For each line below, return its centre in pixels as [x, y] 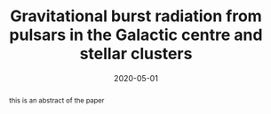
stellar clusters [136, 54]
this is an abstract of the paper [56, 100]
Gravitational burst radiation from [136, 16]
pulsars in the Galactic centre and [136, 35]
